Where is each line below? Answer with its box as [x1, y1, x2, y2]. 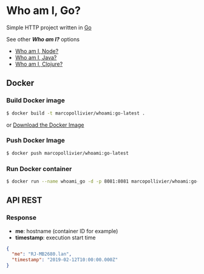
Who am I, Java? [15, 54, 57, 61]
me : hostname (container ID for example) [15, 227, 118, 234]
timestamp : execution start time [15, 234, 96, 241]
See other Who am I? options [6, 35, 80, 43]
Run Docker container [6, 164, 72, 173]
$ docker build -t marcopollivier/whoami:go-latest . [6, 110, 146, 116]
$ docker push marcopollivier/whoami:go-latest [6, 150, 129, 156]
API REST [6, 195, 42, 206]
